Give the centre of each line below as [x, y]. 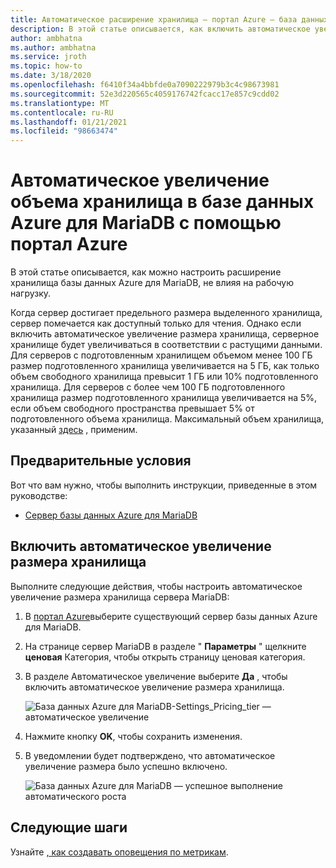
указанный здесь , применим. [74, 430]
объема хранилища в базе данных [162, 202]
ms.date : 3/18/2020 [51, 76]
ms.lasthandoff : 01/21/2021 [69, 122]
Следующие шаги [69, 827]
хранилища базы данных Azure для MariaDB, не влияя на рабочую [152, 283]
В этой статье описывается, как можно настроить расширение [146, 272]
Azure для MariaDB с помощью [146, 223]
